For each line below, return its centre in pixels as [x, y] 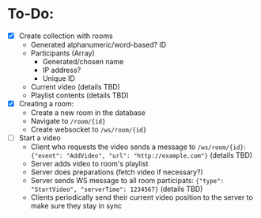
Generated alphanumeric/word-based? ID [98, 45]
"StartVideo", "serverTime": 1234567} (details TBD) [117, 189]
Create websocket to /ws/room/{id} [89, 130]
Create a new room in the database [88, 113]
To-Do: [31, 14]
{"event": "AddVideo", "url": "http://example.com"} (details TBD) [142, 155]
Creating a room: [46, 103]
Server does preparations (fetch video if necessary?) [117, 172]
